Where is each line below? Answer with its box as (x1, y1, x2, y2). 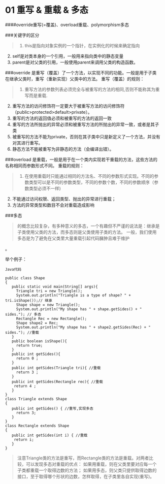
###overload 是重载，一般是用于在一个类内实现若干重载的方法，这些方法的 (5, 156, 158, 162)
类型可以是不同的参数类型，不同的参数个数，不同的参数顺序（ (29, 179, 154, 185)
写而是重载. (24, 92, 48, 98)
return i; (14, 437, 34, 442)
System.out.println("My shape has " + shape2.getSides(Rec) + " (16, 324, 151, 330)
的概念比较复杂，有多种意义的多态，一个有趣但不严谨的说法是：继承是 (17, 223, 160, 229)
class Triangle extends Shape (5, 396, 67, 401)
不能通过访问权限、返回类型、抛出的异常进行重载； (12, 195, 116, 202)
